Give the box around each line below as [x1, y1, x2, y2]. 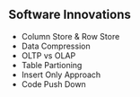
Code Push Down [21, 78, 86, 89]
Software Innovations [8, 7, 131, 22]
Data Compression [21, 40, 91, 51]
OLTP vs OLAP [21, 49, 76, 61]
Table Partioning [21, 59, 83, 70]
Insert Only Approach [21, 69, 101, 80]
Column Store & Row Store [21, 31, 120, 41]
